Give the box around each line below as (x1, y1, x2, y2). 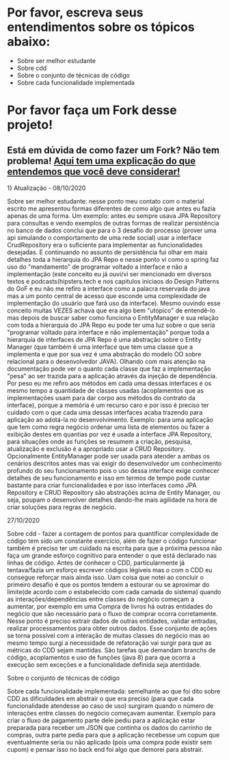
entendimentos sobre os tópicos (7, 19, 195, 35)
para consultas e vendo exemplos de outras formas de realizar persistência (7, 219, 219, 227)
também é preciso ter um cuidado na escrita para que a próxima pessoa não (7, 543, 222, 552)
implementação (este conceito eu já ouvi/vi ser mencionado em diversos (7, 269, 212, 278)
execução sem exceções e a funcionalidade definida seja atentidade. (7, 660, 202, 669)
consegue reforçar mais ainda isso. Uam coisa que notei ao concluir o (7, 573, 204, 581)
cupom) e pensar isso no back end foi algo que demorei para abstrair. (7, 745, 204, 753)
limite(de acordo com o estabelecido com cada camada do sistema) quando (7, 587, 221, 596)
